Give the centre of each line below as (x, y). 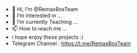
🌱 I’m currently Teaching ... (45, 22)
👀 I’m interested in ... (37, 15)
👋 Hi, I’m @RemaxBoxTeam (45, 9)
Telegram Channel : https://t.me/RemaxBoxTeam (71, 43)
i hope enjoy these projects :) (48, 37)
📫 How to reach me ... (39, 29)
